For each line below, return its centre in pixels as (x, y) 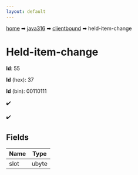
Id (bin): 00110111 (26, 91)
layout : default (26, 11)
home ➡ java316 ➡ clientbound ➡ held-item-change (69, 28)
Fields (18, 137)
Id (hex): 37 (20, 79)
